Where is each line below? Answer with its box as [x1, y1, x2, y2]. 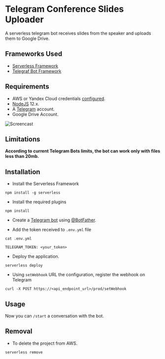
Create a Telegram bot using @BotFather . [12, 217, 97, 223]
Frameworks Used [5, 50, 63, 58]
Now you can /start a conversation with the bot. [5, 313, 104, 319]
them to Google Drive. [5, 36, 50, 41]
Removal [5, 327, 33, 336]
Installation [5, 168, 40, 176]
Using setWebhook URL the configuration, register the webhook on [12, 272, 145, 278]
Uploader [5, 14, 44, 25]
